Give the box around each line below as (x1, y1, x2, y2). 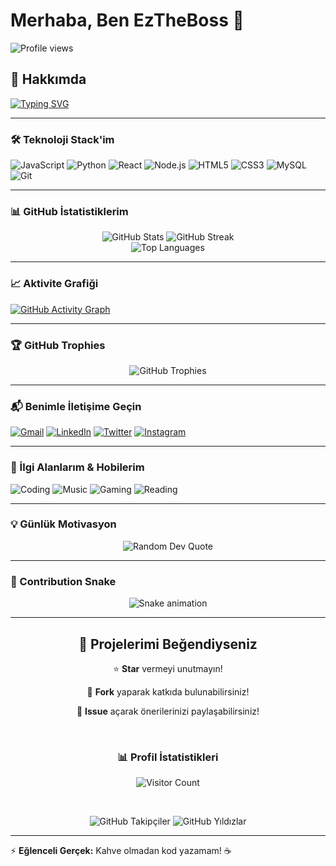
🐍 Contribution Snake (10, 574, 117, 588)
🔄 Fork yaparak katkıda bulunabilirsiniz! (86, 685, 250, 698)
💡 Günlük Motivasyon (10, 517, 117, 531)
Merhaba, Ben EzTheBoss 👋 (10, 9, 245, 32)
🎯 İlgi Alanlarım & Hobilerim (10, 460, 145, 474)
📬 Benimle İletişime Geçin (10, 399, 142, 413)
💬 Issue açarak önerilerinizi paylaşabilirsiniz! (76, 705, 260, 717)
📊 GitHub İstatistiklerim (10, 204, 129, 218)
